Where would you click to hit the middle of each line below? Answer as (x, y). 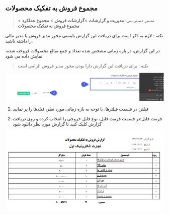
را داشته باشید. (19, 41)
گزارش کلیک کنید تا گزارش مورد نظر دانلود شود (57, 124)
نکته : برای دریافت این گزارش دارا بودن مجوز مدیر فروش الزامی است (83, 65)
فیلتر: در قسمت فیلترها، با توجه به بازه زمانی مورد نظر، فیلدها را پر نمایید (80, 109)
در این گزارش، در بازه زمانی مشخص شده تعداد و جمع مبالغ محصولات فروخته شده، (82, 50)
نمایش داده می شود (24, 56)
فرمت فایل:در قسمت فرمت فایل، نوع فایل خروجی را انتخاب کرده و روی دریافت (87, 118)
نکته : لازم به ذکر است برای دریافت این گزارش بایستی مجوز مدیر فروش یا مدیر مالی (84, 35)
